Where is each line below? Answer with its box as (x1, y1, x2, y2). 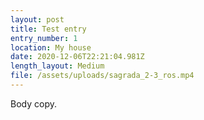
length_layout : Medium (10, 61, 105, 71)
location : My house (10, 42, 92, 53)
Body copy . (10, 97, 58, 110)
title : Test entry (10, 24, 87, 34)
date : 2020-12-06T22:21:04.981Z (10, 52, 145, 62)
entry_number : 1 (10, 33, 78, 43)
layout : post (10, 14, 65, 25)
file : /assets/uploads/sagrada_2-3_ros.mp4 (10, 71, 195, 81)
